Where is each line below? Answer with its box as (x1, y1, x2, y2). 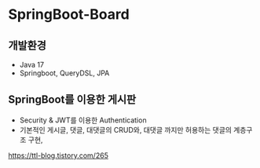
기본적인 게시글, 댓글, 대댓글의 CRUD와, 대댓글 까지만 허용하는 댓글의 (19, 125, 232, 134)
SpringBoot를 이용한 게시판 (8, 93, 137, 107)
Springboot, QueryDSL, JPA (19, 68, 110, 78)
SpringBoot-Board (8, 5, 130, 24)
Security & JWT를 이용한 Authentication (19, 115, 147, 125)
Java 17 (19, 60, 45, 69)
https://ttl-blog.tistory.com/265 (8, 151, 108, 160)
